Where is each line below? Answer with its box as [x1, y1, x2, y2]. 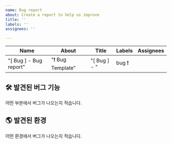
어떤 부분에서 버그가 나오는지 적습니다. [5, 100, 82, 106]
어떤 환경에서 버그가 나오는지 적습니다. [5, 133, 82, 139]
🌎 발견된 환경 [5, 116, 47, 125]
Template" [51, 64, 76, 71]
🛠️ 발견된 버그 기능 [5, 83, 60, 92]
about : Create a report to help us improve [5, 12, 100, 17]
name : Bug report [5, 7, 42, 13]
